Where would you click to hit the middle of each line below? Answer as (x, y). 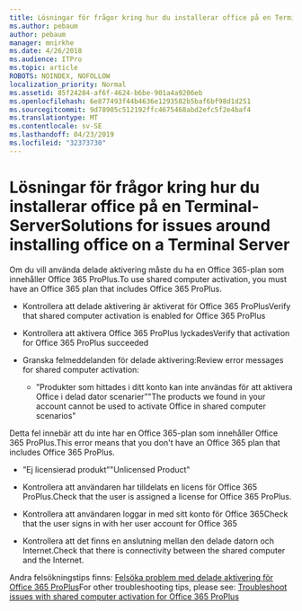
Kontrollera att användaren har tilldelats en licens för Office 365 (140, 487)
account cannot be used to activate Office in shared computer (151, 406)
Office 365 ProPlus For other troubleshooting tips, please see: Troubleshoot (148, 587)
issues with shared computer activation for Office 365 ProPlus (124, 596)
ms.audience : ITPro (46, 59)
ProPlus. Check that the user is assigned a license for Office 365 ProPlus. (157, 496)
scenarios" (56, 415)
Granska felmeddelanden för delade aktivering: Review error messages (153, 359)
